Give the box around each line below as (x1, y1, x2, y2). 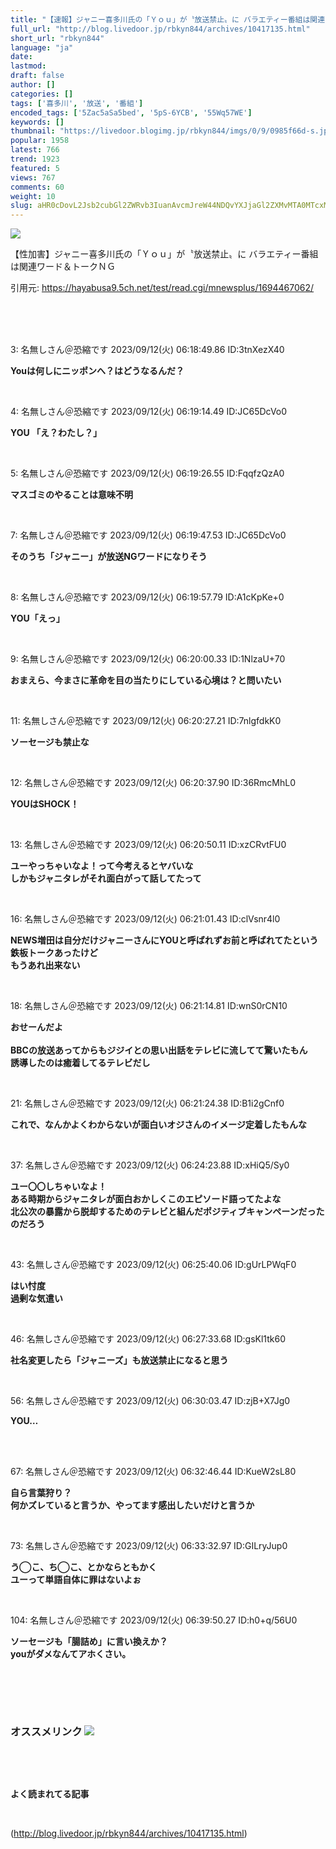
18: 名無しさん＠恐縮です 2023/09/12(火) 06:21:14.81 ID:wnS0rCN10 (10, 1000, 288, 1012)
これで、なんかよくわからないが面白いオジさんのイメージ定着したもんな (10, 1119, 308, 1131)
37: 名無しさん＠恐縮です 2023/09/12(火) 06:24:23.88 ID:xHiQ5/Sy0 (10, 1159, 290, 1171)
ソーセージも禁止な (10, 736, 90, 748)
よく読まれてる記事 (10, 1788, 90, 1800)
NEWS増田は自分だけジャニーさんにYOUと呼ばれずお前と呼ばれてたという (10, 934, 319, 946)
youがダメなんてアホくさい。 (10, 1648, 132, 1660)
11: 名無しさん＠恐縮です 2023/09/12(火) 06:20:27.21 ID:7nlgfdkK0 (10, 715, 282, 727)
